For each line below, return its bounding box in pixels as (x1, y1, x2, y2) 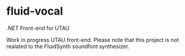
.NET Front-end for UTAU (6, 24, 70, 32)
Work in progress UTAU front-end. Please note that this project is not (6, 36, 180, 43)
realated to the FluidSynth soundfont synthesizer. (6, 43, 130, 50)
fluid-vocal (6, 4, 63, 18)
